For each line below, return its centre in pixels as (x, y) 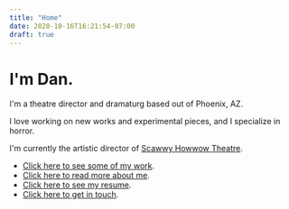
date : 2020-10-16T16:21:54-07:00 (72, 26)
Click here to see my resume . (77, 185)
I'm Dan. (42, 79)
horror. (22, 131)
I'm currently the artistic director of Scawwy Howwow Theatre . (126, 149)
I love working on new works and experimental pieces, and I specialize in (145, 122)
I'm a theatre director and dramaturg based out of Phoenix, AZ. (126, 104)
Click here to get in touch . (70, 195)
